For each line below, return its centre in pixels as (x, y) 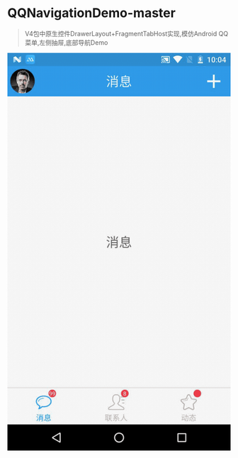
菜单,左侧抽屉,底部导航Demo (66, 42)
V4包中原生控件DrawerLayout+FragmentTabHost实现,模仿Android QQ (126, 33)
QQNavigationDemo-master (91, 13)
